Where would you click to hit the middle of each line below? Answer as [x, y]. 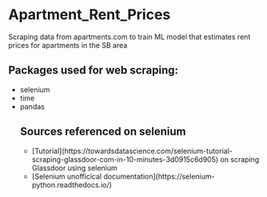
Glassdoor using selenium [74, 167]
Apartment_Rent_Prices [90, 15]
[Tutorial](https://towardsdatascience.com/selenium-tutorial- [132, 151]
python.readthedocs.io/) [72, 184]
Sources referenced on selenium [103, 132]
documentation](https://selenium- [159, 176]
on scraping [240, 159]
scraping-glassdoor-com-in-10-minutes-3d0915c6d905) [125, 159]
